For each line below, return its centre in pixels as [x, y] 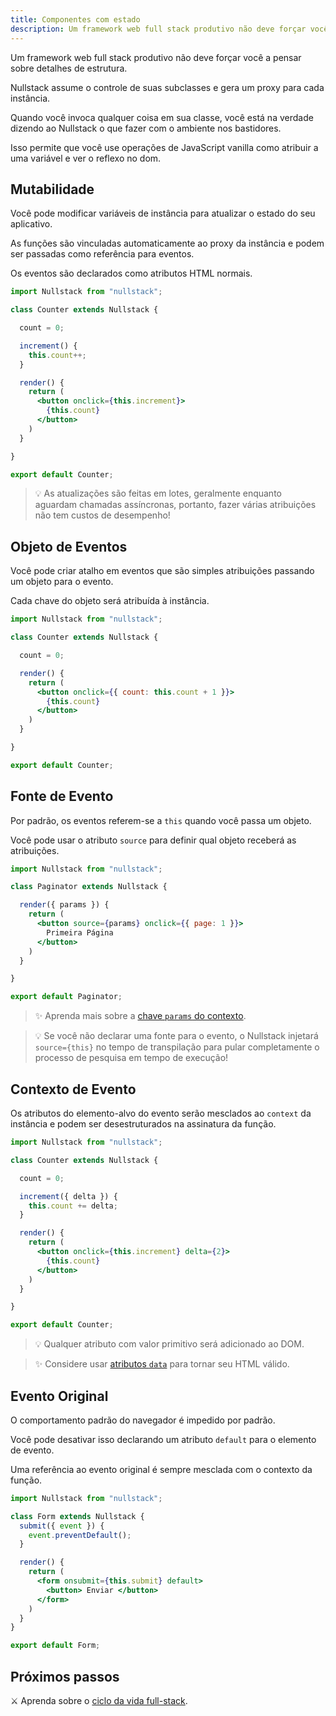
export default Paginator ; [66, 997]
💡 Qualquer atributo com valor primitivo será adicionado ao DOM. [169, 1344]
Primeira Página [80, 932]
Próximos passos [65, 1676]
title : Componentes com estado [75, 19]
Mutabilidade [52, 189]
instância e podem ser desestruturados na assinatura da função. [143, 1124]
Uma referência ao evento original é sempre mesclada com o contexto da [161, 1469]
